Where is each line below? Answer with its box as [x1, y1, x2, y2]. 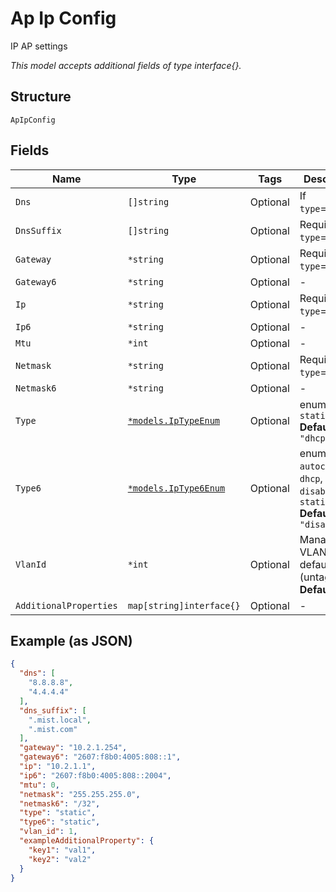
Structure [10, 88, 72, 106]
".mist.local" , [28, 715, 92, 725]
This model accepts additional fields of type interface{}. [10, 59, 242, 71]
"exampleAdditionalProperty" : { [19, 836, 155, 846]
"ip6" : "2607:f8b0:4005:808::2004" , [19, 770, 172, 781]
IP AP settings [10, 40, 68, 52]
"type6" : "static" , [19, 817, 101, 827]
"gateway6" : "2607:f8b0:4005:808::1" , [19, 752, 182, 762]
